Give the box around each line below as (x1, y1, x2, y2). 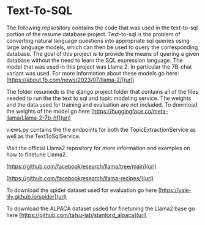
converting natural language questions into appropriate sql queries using (6, 37, 190, 44)
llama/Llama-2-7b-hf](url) (6, 114, 72, 121)
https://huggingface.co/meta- (93, 107, 168, 115)
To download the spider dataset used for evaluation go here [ (6, 186, 161, 194)
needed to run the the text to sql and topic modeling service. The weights (6, 94, 192, 102)
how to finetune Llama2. (6, 151, 67, 158)
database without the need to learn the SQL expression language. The (6, 56, 183, 64)
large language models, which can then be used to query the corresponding (6, 44, 198, 51)
